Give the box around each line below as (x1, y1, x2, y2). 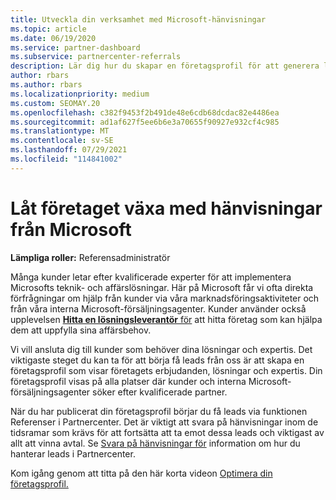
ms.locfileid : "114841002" (10, 154, 123, 164)
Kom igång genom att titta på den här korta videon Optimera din (10, 467, 273, 479)
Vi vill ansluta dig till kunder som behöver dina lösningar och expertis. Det (10, 343, 313, 355)
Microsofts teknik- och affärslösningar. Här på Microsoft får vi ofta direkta (10, 281, 314, 293)
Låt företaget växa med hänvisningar (10, 197, 323, 220)
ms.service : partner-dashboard (10, 42, 141, 53)
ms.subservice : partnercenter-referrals (10, 52, 182, 62)
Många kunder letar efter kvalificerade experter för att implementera (10, 271, 292, 283)
